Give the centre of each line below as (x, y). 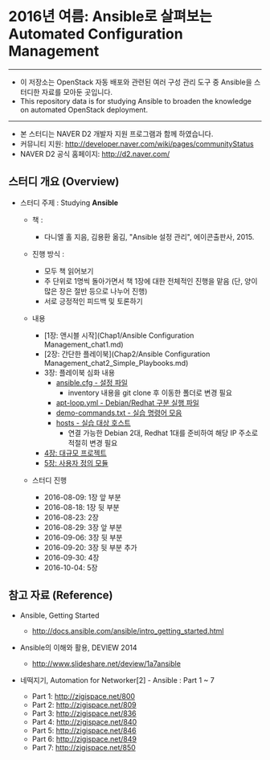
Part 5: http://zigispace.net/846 (84, 730)
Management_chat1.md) (84, 344)
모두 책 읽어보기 (69, 271)
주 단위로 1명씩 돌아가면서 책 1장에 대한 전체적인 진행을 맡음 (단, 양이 (151, 281)
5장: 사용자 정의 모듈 (76, 462)
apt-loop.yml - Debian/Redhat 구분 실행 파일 (127, 402)
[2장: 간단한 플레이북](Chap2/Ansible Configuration (127, 354)
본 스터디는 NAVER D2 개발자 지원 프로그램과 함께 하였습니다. (117, 134)
